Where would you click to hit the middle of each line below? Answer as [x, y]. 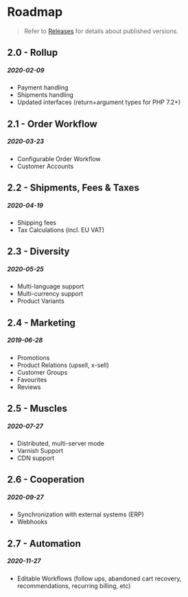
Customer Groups [42, 372]
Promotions [33, 357]
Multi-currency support [50, 294]
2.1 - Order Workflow [52, 124]
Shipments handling [45, 95]
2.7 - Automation [44, 544]
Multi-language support [50, 286]
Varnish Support [40, 451]
